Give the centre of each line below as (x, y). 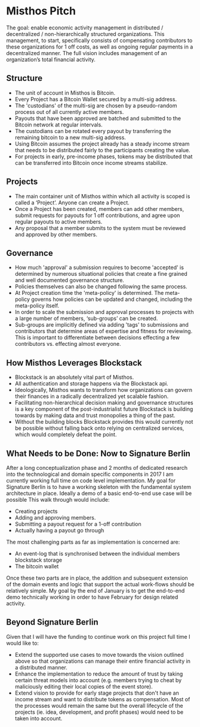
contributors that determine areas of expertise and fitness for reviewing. (104, 331)
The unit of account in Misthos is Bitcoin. (65, 93)
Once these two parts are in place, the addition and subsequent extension (97, 578)
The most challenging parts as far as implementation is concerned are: (93, 542)
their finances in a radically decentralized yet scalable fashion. (92, 396)
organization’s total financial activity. (51, 59)
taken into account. (39, 718)
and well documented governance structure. (69, 280)
